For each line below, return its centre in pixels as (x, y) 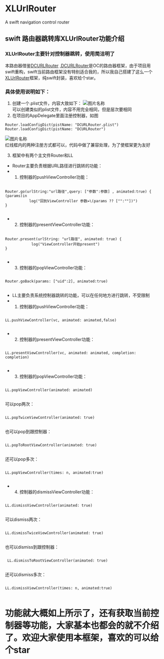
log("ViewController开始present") (65, 244)
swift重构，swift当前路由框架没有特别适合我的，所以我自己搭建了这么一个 (79, 72)
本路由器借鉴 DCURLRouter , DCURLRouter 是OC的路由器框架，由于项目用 (78, 65)
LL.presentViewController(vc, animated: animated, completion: (71, 353)
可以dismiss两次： (23, 519)
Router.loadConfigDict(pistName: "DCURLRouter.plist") (62, 125)
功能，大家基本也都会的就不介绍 (95, 626)
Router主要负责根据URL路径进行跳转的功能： (57, 166)
